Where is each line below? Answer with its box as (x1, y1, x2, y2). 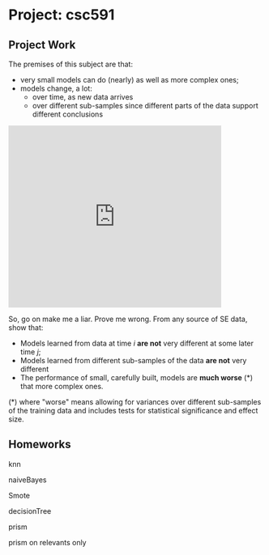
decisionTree (8, 506, 52, 515)
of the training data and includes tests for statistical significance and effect (8, 406, 258, 415)
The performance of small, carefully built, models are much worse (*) (19, 373, 254, 382)
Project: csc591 (8, 6, 115, 24)
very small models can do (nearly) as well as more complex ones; (19, 75, 239, 84)
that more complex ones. (19, 382, 104, 391)
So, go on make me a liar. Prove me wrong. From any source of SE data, (8, 314, 248, 324)
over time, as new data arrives (32, 92, 134, 102)
